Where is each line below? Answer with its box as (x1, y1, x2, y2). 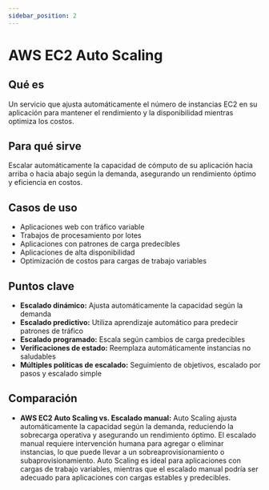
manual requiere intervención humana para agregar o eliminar (19, 438, 224, 448)
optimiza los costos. (8, 116, 74, 126)
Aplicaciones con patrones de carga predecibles (19, 239, 180, 249)
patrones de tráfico (19, 326, 84, 336)
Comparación (8, 392, 78, 405)
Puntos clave (8, 279, 74, 293)
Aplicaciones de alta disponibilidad (19, 247, 135, 257)
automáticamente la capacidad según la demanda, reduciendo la (19, 421, 234, 431)
